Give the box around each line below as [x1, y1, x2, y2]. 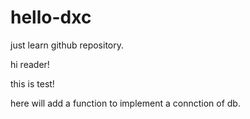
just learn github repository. [10, 39, 125, 51]
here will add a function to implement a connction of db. [10, 97, 241, 109]
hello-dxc [10, 6, 92, 29]
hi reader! [10, 58, 50, 70]
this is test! [10, 77, 55, 90]
